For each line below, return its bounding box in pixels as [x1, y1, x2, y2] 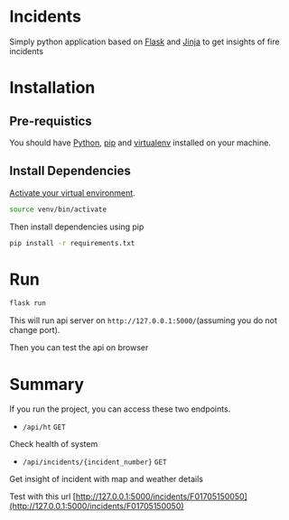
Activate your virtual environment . [9, 187, 135, 198]
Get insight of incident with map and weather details [9, 474, 203, 485]
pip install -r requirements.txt [9, 238, 135, 247]
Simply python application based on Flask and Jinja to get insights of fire [9, 36, 280, 47]
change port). [9, 325, 61, 336]
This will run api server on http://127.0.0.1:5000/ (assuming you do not [9, 315, 278, 326]
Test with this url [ [9, 491, 77, 502]
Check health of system [9, 439, 98, 450]
